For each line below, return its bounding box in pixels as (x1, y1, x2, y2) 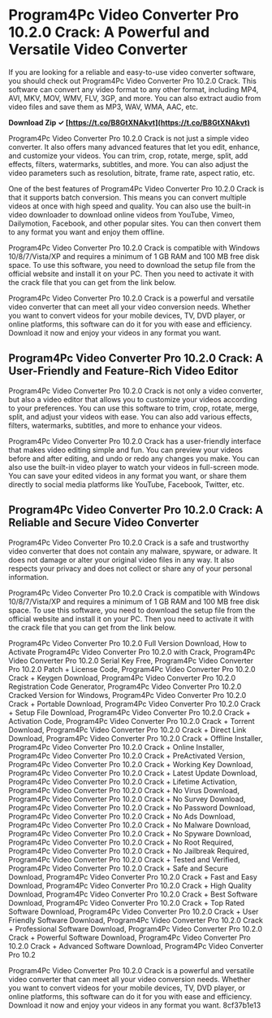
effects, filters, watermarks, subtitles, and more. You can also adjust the (8, 159, 249, 169)
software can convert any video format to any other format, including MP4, (8, 84, 259, 94)
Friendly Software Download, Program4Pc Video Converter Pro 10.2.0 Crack (8, 915, 264, 925)
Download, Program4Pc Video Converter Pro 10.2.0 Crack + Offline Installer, (8, 733, 264, 743)
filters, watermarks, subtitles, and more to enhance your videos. (8, 420, 222, 430)
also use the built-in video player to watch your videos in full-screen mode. (8, 462, 260, 472)
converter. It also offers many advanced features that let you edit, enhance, (8, 142, 261, 151)
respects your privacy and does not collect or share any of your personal (8, 564, 253, 573)
